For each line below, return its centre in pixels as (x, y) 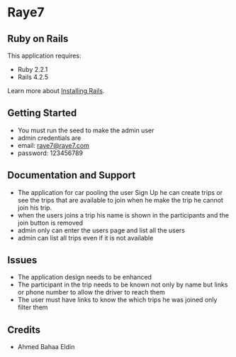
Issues (22, 260)
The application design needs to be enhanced (85, 277)
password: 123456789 (50, 153)
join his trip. (35, 208)
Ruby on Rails (38, 39)
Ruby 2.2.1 (33, 69)
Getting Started (42, 113)
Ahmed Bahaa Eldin (46, 347)
